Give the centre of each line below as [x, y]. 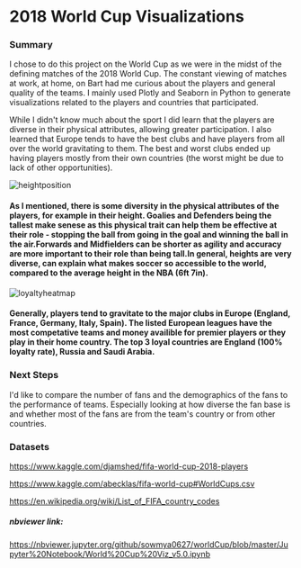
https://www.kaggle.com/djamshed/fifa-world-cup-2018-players [129, 466]
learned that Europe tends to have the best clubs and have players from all [147, 139]
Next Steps [34, 375]
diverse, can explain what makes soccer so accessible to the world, [138, 264]
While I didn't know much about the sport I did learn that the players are [142, 120]
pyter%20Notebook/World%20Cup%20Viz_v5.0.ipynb [110, 554]
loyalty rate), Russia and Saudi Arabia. [82, 352]
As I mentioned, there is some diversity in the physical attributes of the [144, 206]
